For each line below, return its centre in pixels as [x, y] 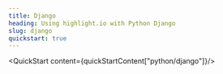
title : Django [32, 16]
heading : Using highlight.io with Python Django [92, 23]
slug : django [30, 31]
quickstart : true [38, 38]
